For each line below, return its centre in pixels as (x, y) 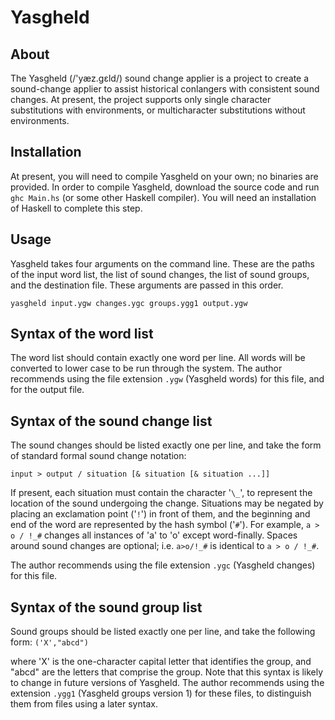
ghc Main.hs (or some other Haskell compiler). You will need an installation (163, 197)
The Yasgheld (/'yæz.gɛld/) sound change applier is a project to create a (160, 78)
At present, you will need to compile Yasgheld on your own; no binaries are (164, 176)
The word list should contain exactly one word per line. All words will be (158, 358)
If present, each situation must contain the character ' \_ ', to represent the (161, 493)
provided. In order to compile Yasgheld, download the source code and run (165, 187)
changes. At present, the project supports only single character (141, 99)
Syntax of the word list (82, 334)
